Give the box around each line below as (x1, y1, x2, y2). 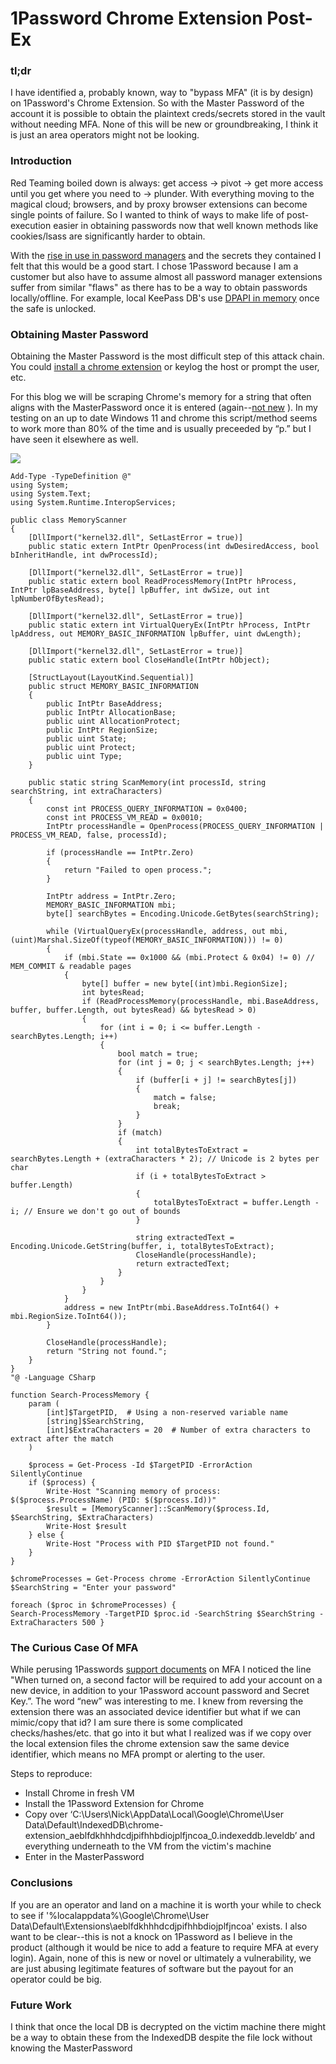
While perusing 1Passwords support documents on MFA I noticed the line (10, 1663, 312, 1676)
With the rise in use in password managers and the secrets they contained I (10, 249, 322, 261)
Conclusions (10, 1876, 73, 1890)
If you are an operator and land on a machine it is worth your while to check (10, 1898, 322, 1911)
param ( (28, 1399, 60, 1409)
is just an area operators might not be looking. (10, 129, 200, 141)
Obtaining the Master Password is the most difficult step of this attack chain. (10, 350, 325, 362)
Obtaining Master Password (10, 327, 149, 341)
